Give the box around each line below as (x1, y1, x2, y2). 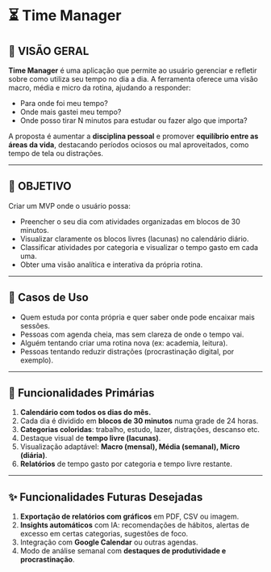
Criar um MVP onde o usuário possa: (8, 201, 131, 210)
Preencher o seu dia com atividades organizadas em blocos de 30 (19, 216, 240, 227)
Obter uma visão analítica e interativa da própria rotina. (19, 260, 203, 269)
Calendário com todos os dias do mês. (19, 408, 152, 417)
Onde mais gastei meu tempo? (19, 107, 122, 117)
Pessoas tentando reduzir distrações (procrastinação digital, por (19, 346, 235, 356)
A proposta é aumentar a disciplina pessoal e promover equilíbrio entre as (8, 131, 259, 141)
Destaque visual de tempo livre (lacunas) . (19, 434, 161, 443)
